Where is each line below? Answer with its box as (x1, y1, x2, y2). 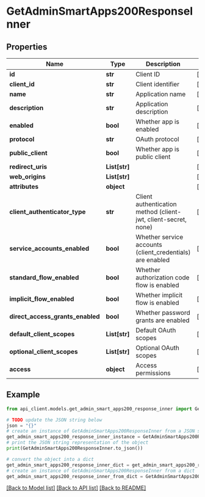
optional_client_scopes (9, 347, 78, 356)
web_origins (9, 172, 46, 181)
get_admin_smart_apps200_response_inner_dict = (6, 462, 130, 468)
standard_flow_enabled (9, 273, 79, 282)
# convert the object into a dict (6, 456, 95, 462)
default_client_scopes (9, 330, 75, 338)
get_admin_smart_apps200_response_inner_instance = (6, 434, 140, 440)
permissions (135, 369, 171, 377)
